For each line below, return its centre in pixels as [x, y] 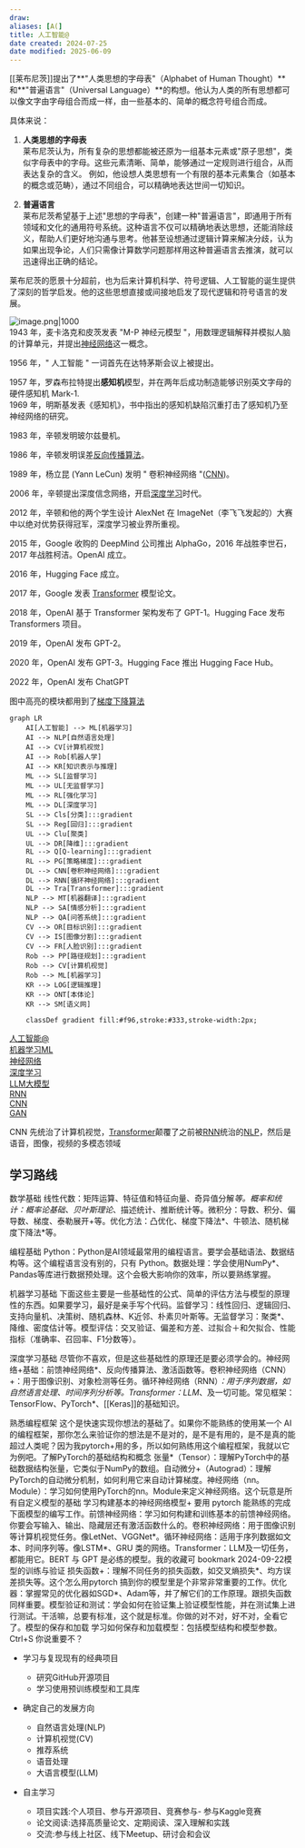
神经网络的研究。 [41, 416]
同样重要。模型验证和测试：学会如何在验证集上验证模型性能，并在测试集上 [148, 1605]
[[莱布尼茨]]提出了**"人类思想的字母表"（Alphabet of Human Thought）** [148, 79]
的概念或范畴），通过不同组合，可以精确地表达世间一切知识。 [136, 185]
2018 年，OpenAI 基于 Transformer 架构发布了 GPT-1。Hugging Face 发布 [148, 613]
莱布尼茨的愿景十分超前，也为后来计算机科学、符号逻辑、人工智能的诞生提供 [152, 281]
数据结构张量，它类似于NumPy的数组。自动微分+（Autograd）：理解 [144, 1468]
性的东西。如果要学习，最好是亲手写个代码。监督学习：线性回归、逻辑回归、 [152, 1305]
